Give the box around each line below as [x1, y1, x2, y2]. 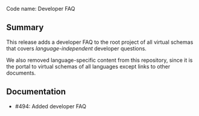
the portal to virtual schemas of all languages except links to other [6, 63, 171, 70]
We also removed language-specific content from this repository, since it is [6, 56, 193, 64]
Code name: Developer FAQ [6, 5, 75, 12]
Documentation [6, 87, 66, 97]
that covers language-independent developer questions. [6, 44, 147, 52]
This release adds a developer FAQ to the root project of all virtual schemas [6, 38, 194, 46]
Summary [6, 22, 44, 32]
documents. [6, 69, 36, 76]
